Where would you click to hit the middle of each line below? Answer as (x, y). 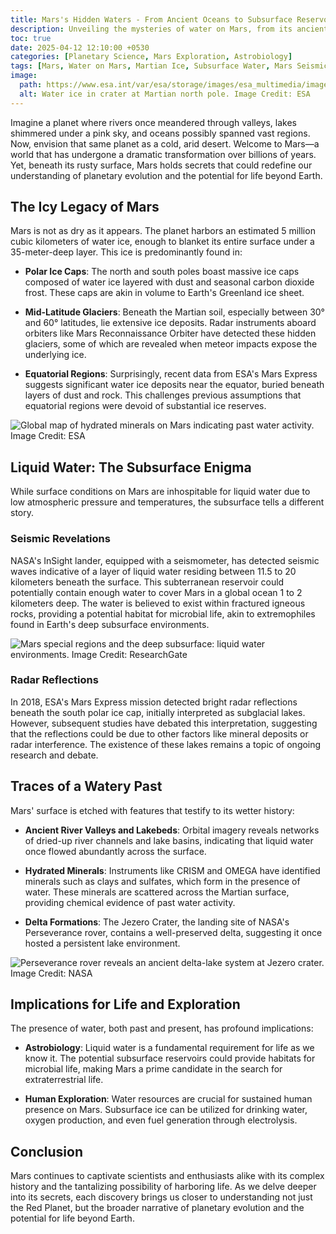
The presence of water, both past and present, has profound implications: (162, 1028)
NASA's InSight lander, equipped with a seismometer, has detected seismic (165, 560)
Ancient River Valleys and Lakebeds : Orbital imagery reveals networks (172, 830)
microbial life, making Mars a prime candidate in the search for (153, 1069)
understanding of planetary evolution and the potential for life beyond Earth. (166, 175)
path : (31, 85)
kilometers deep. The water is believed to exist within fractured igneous (158, 603)
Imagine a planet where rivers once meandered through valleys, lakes (154, 122)
